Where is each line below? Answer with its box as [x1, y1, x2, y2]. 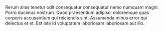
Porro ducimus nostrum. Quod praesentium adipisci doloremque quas [5, 9, 149, 15]
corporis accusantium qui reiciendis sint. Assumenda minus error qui [5, 15, 147, 20]
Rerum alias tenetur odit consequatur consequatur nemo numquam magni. [5, 4, 159, 10]
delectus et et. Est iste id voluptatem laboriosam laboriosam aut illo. [5, 20, 144, 26]
